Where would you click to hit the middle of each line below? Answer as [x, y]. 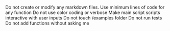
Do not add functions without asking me [47, 23]
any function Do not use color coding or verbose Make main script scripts [83, 12]
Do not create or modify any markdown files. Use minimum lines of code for [85, 7]
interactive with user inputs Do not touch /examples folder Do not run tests [84, 18]
